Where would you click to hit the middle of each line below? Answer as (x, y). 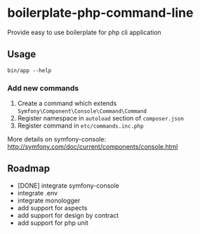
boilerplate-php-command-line (100, 13)
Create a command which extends (67, 104)
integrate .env (38, 193)
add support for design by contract (68, 215)
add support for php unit (53, 223)
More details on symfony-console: (57, 139)
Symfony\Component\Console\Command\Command (82, 111)
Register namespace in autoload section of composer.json (101, 118)
